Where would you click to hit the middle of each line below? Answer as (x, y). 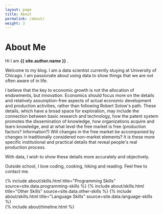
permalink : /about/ (25, 19)
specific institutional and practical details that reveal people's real (71, 142)
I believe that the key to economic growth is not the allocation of (70, 90)
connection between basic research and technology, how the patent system (82, 116)
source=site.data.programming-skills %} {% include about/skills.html (75, 186)
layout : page (18, 10)
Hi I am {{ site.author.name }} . (37, 61)
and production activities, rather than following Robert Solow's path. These (81, 106)
